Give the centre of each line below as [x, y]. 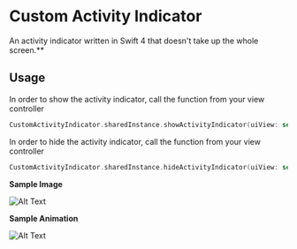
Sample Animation [44, 218]
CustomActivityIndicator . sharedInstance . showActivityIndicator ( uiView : [144, 124]
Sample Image [36, 184]
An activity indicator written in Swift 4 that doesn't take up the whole [134, 41]
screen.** [27, 49]
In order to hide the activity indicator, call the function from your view [135, 141]
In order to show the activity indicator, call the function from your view [137, 99]
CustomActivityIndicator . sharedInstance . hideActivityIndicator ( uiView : [144, 167]
